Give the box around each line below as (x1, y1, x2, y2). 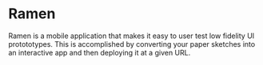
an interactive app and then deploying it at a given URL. (8, 48, 191, 57)
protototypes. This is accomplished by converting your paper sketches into (8, 39, 256, 48)
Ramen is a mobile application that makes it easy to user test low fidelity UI (8, 31, 255, 40)
